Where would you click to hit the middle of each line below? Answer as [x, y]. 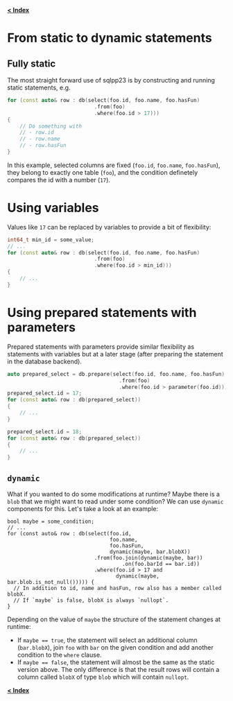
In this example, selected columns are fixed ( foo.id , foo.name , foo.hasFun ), [114, 165]
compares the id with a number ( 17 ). [59, 180]
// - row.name [40, 139]
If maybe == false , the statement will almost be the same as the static [116, 662]
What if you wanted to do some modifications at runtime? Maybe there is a [114, 494]
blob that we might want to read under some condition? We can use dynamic [115, 501]
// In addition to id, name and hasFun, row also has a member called [118, 588]
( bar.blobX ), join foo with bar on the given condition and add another [115, 647]
